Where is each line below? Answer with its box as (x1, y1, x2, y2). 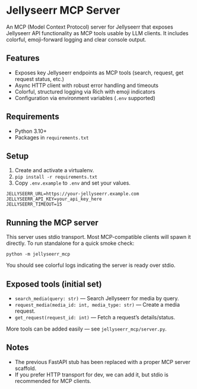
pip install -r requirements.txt (14, 174, 98, 181)
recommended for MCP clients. (14, 377, 91, 384)
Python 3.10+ (14, 127, 47, 135)
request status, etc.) (14, 75, 64, 82)
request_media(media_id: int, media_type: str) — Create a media (14, 301, 180, 308)
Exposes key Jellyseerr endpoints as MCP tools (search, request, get (14, 69, 184, 76)
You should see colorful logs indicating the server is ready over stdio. (6, 262, 176, 269)
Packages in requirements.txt (14, 133, 89, 141)
